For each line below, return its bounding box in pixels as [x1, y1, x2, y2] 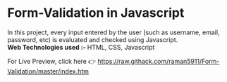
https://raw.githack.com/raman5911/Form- [97, 57, 220, 65]
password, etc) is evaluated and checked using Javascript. [7, 35, 178, 43]
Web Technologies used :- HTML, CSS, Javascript [7, 43, 155, 51]
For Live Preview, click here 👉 [7, 57, 97, 65]
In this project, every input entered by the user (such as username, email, [7, 28, 220, 36]
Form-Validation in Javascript [7, 5, 185, 21]
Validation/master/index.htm [7, 67, 90, 75]
